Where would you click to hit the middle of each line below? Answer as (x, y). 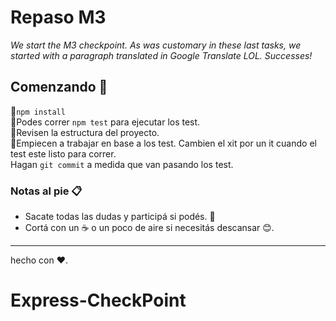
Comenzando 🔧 (59, 87)
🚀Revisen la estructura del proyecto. (85, 132)
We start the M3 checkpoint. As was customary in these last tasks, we (156, 45)
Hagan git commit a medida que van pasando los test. (122, 164)
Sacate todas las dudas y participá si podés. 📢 (120, 217)
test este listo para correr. (63, 153)
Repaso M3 (58, 17)
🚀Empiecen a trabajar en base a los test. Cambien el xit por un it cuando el (163, 143)
